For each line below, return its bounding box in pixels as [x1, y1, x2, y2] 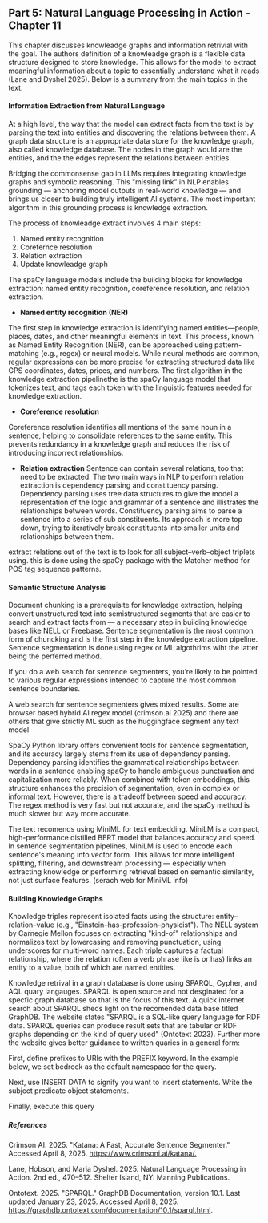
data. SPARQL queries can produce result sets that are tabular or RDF [8, 1021, 238, 1031]
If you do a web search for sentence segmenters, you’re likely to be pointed [8, 667, 258, 677]
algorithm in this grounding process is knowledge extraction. [8, 203, 208, 213]
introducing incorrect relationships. [8, 448, 124, 458]
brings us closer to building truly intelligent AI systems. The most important [8, 194, 256, 204]
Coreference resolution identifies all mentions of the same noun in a [8, 423, 232, 432]
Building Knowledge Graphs [8, 893, 104, 903]
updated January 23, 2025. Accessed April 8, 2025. [8, 1197, 179, 1206]
